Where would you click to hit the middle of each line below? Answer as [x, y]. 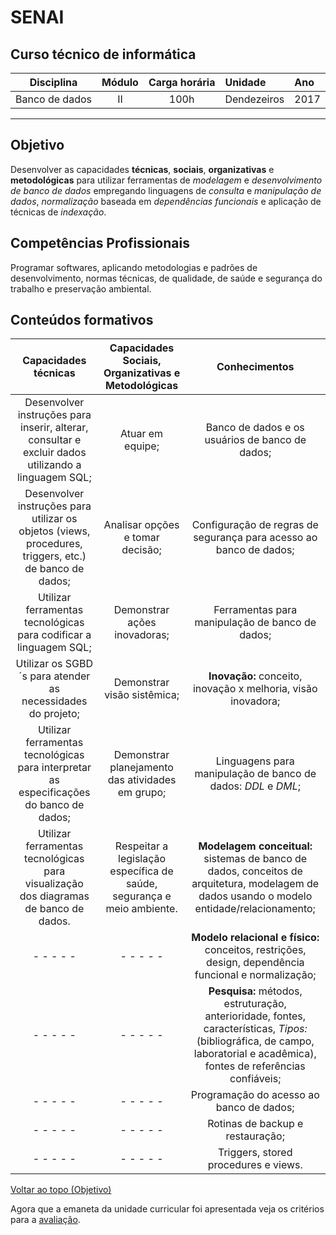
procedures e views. [255, 1165]
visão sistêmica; [142, 695]
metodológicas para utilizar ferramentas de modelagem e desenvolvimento [166, 180]
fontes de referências [255, 1066]
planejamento [141, 768]
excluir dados [54, 453]
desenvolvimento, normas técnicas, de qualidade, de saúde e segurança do [166, 278]
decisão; [141, 550]
